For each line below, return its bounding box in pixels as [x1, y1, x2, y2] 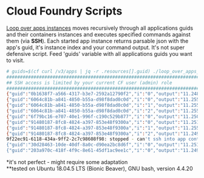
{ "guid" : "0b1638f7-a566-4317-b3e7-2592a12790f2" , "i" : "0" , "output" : [6, 91, 181, 97]
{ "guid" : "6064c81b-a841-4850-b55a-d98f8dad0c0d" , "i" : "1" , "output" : [6, 102, 181, 109]
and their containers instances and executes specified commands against [6, 30, 191, 38]
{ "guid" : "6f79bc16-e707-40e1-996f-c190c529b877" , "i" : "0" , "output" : [6, 114, 181, 120]
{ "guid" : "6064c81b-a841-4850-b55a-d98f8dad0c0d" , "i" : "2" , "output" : [6, 108, 181, 114]
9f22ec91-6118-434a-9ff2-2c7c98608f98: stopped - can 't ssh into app [6, 136, 186, 142]
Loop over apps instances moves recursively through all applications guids [6, 24, 193, 32]
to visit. [6, 56, 25, 64]
